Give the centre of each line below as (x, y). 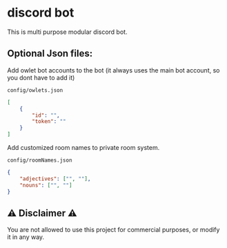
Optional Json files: (50, 54)
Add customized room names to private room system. (83, 147)
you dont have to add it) (41, 77)
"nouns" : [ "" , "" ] (46, 185)
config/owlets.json (35, 90)
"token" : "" (49, 122)
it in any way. (26, 237)
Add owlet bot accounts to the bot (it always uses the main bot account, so (113, 70)
